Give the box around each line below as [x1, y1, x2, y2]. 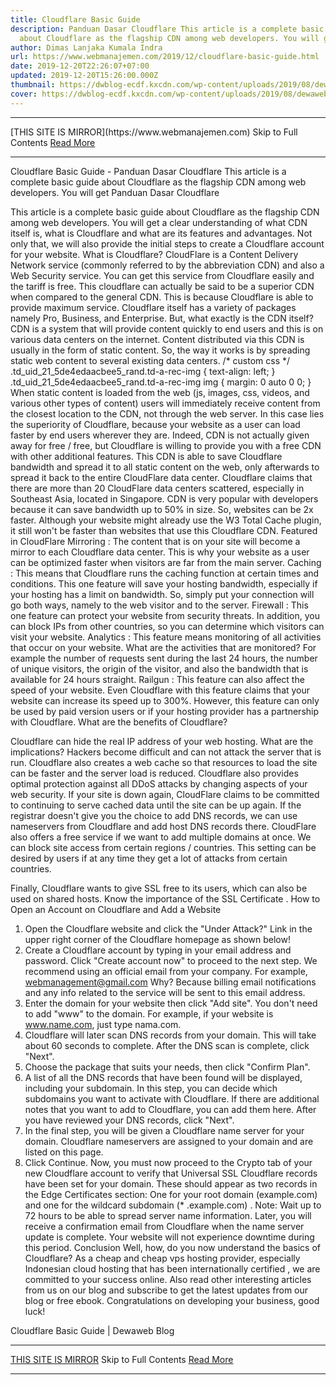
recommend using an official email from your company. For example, [24, 965, 308, 977]
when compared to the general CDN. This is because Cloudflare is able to [10, 291, 314, 303]
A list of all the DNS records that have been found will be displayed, [24, 1071, 303, 1083]
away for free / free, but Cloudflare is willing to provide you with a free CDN [10, 439, 322, 451]
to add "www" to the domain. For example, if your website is [24, 1007, 274, 1020]
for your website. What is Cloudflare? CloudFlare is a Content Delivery [10, 248, 299, 260]
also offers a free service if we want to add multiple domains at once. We [10, 831, 312, 843]
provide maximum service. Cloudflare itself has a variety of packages [10, 301, 297, 313]
